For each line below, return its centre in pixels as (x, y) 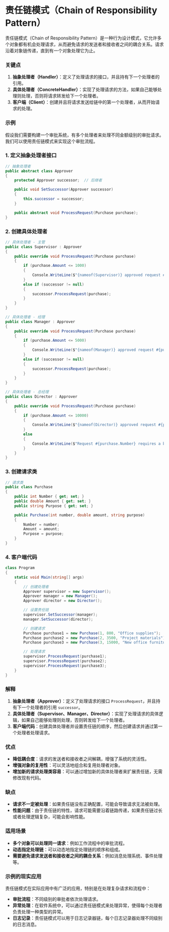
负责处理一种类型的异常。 (39, 912)
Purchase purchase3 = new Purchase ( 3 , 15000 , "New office (85, 642)
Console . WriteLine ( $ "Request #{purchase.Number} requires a (96, 444)
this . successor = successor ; (54, 199)
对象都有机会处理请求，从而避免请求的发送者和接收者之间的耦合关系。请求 (87, 44)
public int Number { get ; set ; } (49, 497)
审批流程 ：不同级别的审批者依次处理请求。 (57, 899)
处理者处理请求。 (35, 732)
